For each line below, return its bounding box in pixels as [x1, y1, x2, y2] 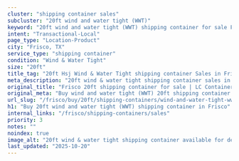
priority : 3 [7, 116, 43, 123]
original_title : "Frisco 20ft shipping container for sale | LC [7, 83, 202, 90]
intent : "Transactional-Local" [7, 30, 100, 38]
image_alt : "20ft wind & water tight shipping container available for [7, 136, 224, 143]
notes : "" [7, 123, 37, 130]
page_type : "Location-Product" [7, 37, 100, 44]
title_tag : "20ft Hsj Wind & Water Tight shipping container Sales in [7, 70, 221, 77]
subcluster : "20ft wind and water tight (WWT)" [7, 17, 152, 24]
